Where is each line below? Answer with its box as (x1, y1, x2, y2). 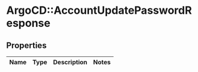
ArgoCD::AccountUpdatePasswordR (6, 4, 193, 17)
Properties (6, 40, 47, 50)
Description (53, 58, 87, 66)
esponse (6, 16, 51, 30)
